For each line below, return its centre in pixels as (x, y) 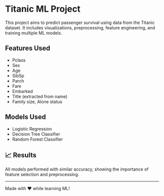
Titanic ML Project (43, 9)
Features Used (28, 48)
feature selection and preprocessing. (42, 174)
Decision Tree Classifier (36, 134)
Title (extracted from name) (40, 96)
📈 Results (21, 155)
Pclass (19, 60)
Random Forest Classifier (37, 139)
